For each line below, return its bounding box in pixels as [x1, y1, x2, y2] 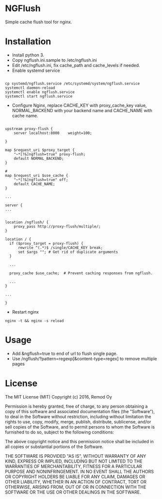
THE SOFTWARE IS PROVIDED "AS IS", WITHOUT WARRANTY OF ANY [5, 453, 146, 459]
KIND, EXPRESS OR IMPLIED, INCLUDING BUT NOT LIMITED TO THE [5, 458, 143, 464]
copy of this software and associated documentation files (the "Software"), [5, 408, 155, 414]
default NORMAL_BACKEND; [14, 156, 64, 161]
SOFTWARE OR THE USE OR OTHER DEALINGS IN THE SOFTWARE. [5, 489, 141, 495]
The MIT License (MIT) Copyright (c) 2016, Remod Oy [5, 394, 113, 399]
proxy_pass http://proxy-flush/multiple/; [14, 224, 101, 229]
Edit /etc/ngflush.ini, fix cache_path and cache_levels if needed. [12, 62, 140, 68]
